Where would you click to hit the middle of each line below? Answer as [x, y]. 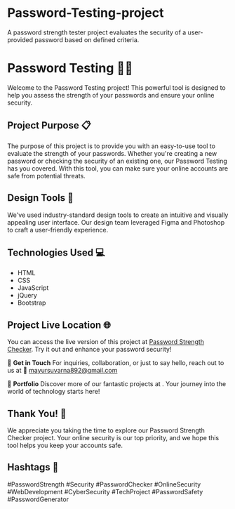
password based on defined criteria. [87, 39]
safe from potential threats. [46, 176]
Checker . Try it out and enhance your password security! [89, 350]
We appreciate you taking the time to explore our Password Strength [106, 430]
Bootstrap [32, 303]
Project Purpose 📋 [49, 125]
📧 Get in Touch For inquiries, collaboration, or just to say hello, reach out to [116, 363]
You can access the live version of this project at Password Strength [106, 342]
